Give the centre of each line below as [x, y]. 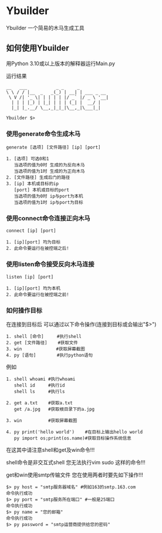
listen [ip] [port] [30, 277]
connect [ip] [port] [31, 231]
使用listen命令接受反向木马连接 [50, 264]
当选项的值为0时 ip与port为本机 [48, 196]
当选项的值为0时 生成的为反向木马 [49, 165]
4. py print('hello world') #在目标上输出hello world [75, 432]
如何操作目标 [24, 310]
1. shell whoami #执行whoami [41, 379]
